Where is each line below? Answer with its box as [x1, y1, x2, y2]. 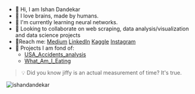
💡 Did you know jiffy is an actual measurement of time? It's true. [21, 69, 182, 76]
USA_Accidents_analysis [24, 51, 87, 58]
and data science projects [15, 32, 81, 39]
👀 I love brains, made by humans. [15, 12, 99, 19]
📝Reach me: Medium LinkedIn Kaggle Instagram [15, 38, 136, 45]
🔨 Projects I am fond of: [15, 44, 74, 52]
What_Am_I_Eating [24, 58, 71, 64]
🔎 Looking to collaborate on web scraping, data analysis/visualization [15, 25, 189, 32]
